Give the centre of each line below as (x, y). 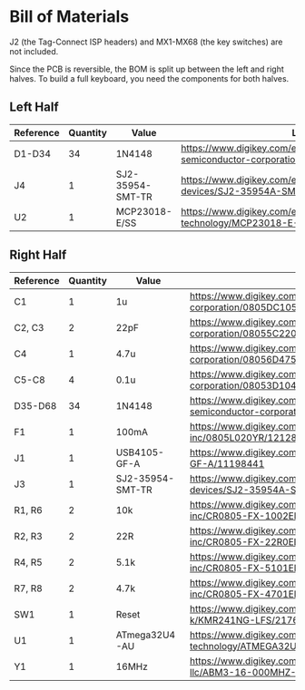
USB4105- (140, 452)
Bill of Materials (69, 17)
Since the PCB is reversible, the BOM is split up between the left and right (147, 69)
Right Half (38, 255)
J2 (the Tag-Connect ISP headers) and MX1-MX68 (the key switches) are (146, 42)
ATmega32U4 (145, 635)
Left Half (34, 107)
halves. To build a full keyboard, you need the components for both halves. (149, 78)
